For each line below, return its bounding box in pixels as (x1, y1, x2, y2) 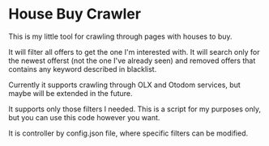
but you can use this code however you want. (8, 112, 160, 122)
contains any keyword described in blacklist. (8, 64, 157, 73)
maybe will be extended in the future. (8, 88, 133, 98)
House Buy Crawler (8, 5, 142, 23)
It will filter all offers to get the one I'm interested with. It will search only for (8, 47, 260, 56)
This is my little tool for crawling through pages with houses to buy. (8, 31, 233, 41)
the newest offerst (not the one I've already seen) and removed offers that (8, 56, 256, 65)
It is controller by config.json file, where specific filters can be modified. (8, 128, 249, 138)
